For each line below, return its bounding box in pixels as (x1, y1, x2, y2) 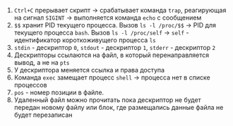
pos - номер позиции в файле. (13, 88, 104, 96)
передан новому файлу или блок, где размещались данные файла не (13, 103, 224, 111)
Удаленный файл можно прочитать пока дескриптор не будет (13, 96, 201, 104)
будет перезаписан (13, 111, 73, 119)
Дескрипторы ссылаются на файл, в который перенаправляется (13, 51, 210, 59)
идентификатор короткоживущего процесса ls (13, 36, 157, 44)
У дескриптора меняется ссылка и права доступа (13, 66, 165, 74)
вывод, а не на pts (13, 58, 70, 66)
